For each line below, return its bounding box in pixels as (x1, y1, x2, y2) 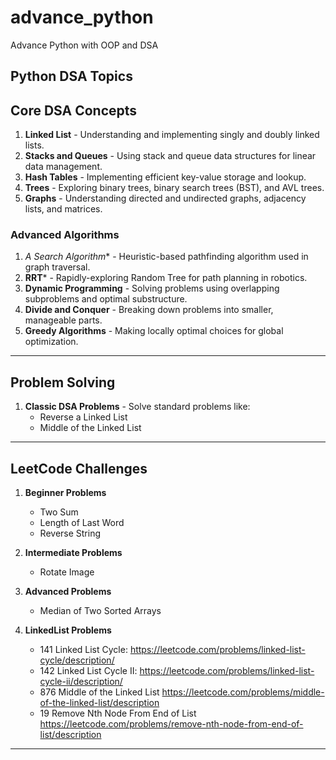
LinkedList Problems (24, 624, 112, 636)
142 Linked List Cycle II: (39, 665, 138, 677)
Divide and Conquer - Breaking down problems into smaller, (24, 304, 274, 316)
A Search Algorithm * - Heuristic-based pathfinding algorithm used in (24, 251, 309, 263)
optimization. (24, 336, 79, 348)
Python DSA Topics (10, 68, 133, 85)
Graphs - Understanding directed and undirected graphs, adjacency (24, 192, 307, 205)
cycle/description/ (39, 654, 115, 666)
